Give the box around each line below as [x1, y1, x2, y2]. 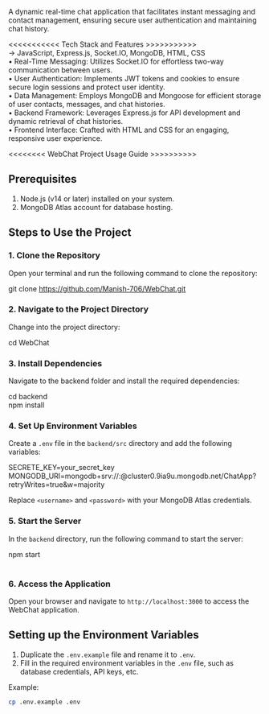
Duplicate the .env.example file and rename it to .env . [19, 650, 196, 659]
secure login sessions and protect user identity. [8, 82, 165, 92]
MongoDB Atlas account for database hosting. [19, 202, 173, 212]
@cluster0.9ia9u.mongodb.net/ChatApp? [120, 471, 257, 481]
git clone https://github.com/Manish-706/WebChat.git [8, 283, 186, 293]
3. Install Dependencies [8, 357, 103, 369]
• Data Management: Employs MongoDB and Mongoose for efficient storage [8, 91, 262, 100]
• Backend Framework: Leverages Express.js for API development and [8, 108, 241, 118]
